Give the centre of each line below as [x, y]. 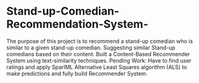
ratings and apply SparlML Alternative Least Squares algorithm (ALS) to [97, 67]
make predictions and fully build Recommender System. [77, 73]
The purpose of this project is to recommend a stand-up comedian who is [100, 41]
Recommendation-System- [77, 24]
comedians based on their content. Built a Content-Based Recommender [98, 54]
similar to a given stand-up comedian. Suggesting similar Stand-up [91, 48]
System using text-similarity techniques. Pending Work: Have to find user [99, 60]
